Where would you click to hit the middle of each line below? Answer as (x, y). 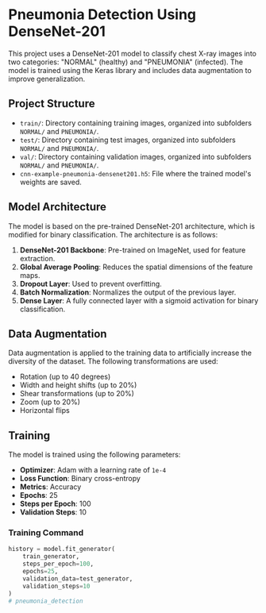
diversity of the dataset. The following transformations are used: (113, 361)
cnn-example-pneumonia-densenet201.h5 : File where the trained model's (135, 173)
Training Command (46, 533)
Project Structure (52, 104)
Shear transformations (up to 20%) (77, 394)
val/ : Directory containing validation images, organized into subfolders (135, 156)
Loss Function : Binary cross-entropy (80, 479)
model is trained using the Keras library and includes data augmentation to (130, 70)
